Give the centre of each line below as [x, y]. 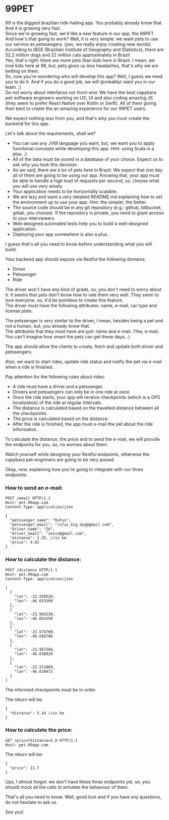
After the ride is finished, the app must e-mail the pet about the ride [82, 424]
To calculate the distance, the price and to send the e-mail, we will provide [83, 439]
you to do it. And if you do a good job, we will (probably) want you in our [80, 82]
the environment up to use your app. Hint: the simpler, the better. [80, 202]
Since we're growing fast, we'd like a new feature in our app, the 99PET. [80, 33]
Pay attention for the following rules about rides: [55, 377]
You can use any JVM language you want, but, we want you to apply [84, 143]
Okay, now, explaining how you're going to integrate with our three [74, 469]
